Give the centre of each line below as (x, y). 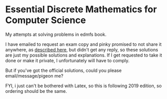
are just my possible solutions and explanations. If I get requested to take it (84, 55)
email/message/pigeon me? (34, 76)
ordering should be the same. (36, 91)
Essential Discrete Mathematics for (81, 9)
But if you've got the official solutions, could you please (64, 70)
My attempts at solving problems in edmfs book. (56, 34)
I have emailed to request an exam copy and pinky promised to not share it (83, 44)
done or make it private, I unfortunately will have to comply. (67, 60)
